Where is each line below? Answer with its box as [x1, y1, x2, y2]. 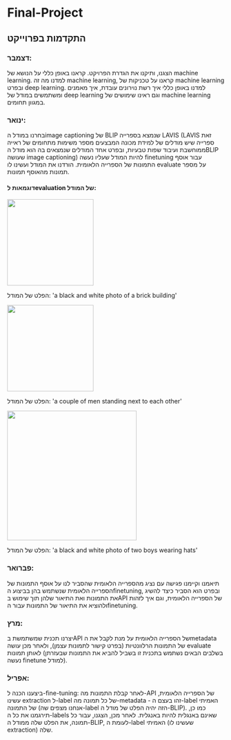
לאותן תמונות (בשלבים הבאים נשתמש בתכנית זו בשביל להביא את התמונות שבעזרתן [7, 648, 223, 657]
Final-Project [7, 5, 83, 21]
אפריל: [7, 673, 30, 683]
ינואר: [7, 115, 26, 125]
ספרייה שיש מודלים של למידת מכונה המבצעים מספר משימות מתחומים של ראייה [7, 138, 215, 146]
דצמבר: [7, 53, 32, 63]
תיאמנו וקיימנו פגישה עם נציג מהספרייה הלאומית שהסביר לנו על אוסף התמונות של [7, 579, 219, 587]
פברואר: [7, 563, 34, 573]
